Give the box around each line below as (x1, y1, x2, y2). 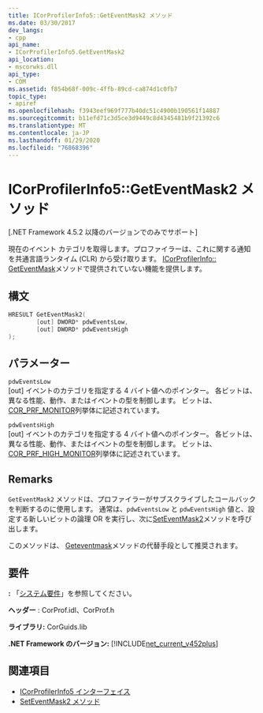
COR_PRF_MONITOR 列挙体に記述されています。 (8, 406, 164, 415)
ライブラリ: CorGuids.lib (8, 622, 87, 632)
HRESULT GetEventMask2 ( (8, 311, 87, 319)
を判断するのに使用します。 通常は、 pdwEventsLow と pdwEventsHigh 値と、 (8, 505, 248, 514)
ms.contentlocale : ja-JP (8, 129, 90, 137)
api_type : (8, 70, 41, 78)
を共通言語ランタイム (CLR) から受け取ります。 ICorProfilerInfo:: (8, 254, 217, 264)
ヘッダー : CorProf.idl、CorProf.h (8, 606, 115, 615)
